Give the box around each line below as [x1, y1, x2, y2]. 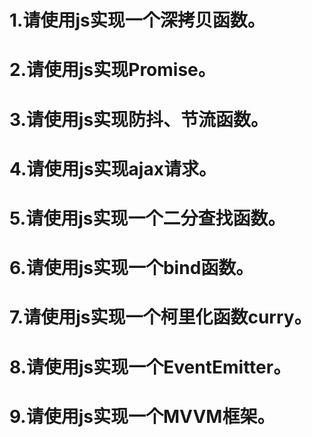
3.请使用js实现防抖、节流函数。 [9, 108, 269, 131]
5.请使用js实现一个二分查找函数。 [9, 207, 286, 230]
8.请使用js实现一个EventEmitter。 [9, 356, 292, 378]
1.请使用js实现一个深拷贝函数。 [9, 9, 266, 32]
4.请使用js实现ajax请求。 [9, 157, 217, 180]
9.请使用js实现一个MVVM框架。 [9, 405, 276, 428]
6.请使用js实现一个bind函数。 [9, 257, 254, 280]
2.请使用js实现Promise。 [9, 59, 216, 81]
